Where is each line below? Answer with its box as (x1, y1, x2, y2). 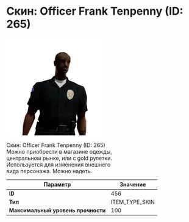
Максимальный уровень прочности (9, 207, 106, 214)
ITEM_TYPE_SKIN (110, 198, 155, 206)
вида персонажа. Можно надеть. (6, 167, 93, 174)
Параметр (43, 181, 71, 188)
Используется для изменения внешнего (6, 160, 111, 168)
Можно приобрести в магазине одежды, (6, 148, 112, 155)
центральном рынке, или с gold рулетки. (6, 154, 113, 162)
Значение (119, 181, 146, 188)
